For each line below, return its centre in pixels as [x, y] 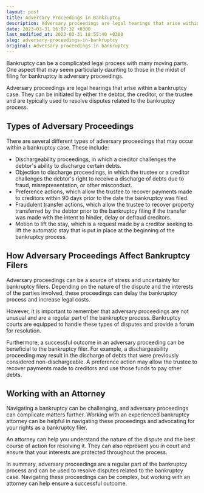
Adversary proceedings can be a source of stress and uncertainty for [93, 280]
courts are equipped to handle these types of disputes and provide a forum [100, 324]
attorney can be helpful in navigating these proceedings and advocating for [101, 421]
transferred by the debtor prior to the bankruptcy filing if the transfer [101, 211]
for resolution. [24, 330]
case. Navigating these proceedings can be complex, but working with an [98, 477]
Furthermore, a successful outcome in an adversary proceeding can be [95, 342]
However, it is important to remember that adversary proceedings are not [98, 311]
